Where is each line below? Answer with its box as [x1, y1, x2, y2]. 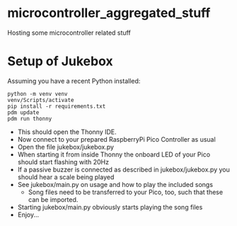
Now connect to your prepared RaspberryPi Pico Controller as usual [17, 135, 216, 143]
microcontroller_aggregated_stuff [7, 5, 211, 21]
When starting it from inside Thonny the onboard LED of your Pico [17, 150, 211, 159]
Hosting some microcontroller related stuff [7, 28, 131, 37]
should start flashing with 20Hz [17, 157, 110, 166]
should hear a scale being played [17, 172, 115, 181]
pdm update [7, 108, 40, 116]
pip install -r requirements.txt [7, 103, 106, 110]
